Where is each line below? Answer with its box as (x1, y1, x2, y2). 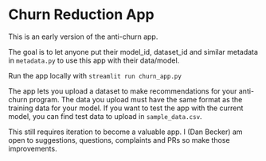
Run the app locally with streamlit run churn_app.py (8, 71, 182, 80)
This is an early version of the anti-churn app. (8, 32, 158, 41)
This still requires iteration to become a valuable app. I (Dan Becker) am (8, 127, 243, 136)
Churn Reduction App (8, 6, 155, 24)
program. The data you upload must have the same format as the (29, 94, 243, 104)
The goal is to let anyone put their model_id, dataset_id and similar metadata (8, 47, 259, 56)
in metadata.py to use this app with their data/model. (8, 56, 180, 65)
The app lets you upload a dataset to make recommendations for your (8, 86, 237, 96)
